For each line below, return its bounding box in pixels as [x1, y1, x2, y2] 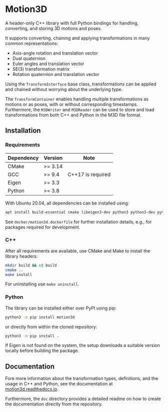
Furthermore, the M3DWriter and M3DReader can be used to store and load [5, 106, 154, 112]
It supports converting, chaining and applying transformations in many [5, 35, 150, 41]
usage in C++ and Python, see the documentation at [5, 381, 113, 387]
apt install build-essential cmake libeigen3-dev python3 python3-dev [5, 209, 155, 214]
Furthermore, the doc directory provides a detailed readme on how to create [5, 396, 161, 402]
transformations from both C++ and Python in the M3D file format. [5, 111, 141, 118]
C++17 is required [67, 171, 111, 178]
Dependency [7, 154, 39, 161]
